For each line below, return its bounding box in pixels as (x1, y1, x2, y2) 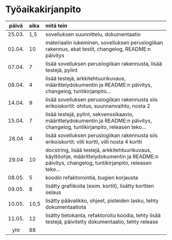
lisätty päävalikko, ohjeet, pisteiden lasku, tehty (45, 197, 159, 204)
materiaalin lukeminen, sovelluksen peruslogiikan (45, 39, 163, 46)
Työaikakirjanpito (5, 4, 81, 15)
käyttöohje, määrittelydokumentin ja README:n (45, 152, 159, 160)
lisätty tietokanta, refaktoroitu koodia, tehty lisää (45, 211, 161, 219)
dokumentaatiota (45, 203, 87, 210)
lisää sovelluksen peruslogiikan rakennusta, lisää (45, 60, 162, 67)
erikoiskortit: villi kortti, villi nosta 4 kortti (45, 138, 142, 145)
